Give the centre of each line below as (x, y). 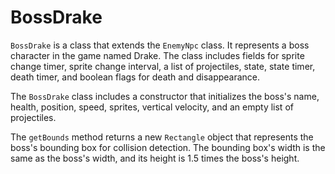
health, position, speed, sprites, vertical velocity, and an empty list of (152, 107)
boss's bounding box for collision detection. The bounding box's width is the (168, 147)
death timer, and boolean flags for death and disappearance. (135, 77)
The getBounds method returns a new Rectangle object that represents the (162, 137)
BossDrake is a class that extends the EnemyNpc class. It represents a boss (160, 45)
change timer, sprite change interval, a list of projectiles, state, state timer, (163, 66)
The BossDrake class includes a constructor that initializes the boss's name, (165, 96)
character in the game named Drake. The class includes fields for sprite (157, 55)
